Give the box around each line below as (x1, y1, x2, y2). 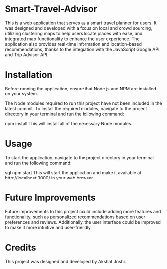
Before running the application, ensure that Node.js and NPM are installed (5, 86, 156, 91)
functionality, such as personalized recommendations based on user (5, 214, 146, 220)
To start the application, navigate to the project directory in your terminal (5, 154, 154, 160)
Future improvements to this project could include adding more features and (5, 208, 161, 214)
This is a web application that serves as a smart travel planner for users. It (5, 20, 157, 26)
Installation (5, 69, 53, 81)
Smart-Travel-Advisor (5, 3, 98, 15)
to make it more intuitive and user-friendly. (5, 224, 92, 230)
